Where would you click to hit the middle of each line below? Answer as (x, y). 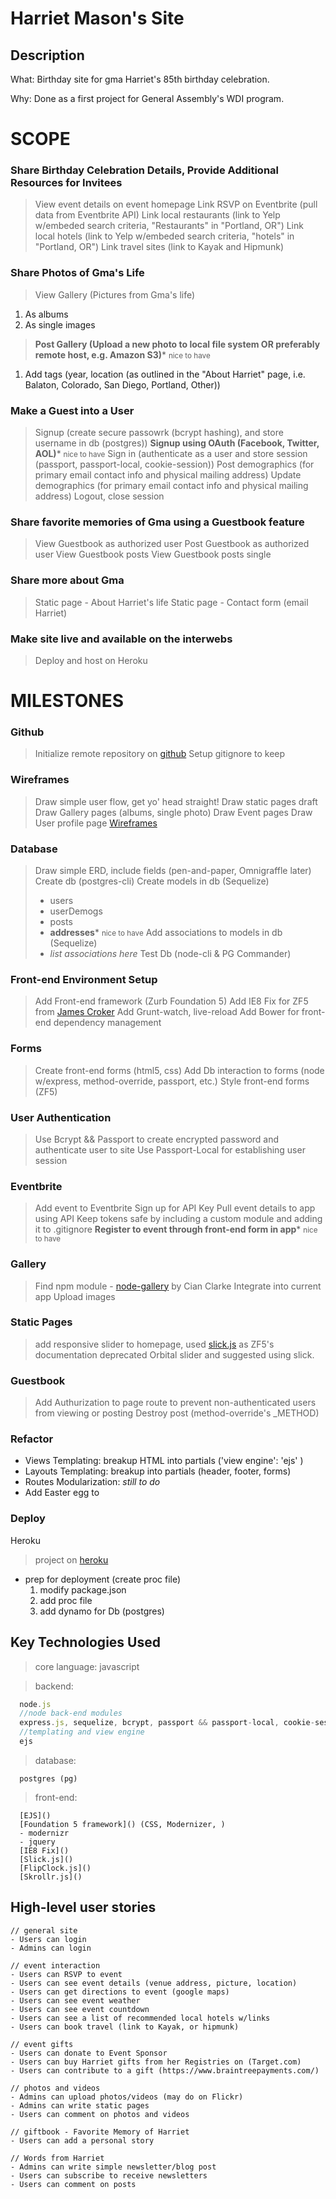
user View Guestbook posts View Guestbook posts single (153, 554)
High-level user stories (83, 1907)
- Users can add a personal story (82, 2140)
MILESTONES (67, 701)
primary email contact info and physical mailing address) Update (168, 475)
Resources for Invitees (66, 183)
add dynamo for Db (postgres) (102, 1611)
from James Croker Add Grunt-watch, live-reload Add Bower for (167, 1012)
